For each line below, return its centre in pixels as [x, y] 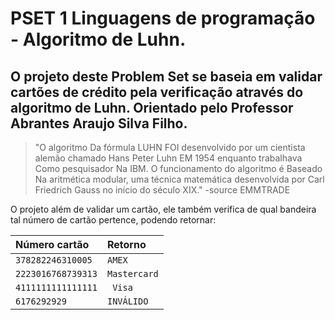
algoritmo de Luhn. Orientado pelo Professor [152, 107]
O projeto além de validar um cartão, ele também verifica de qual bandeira [163, 209]
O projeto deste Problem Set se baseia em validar [166, 76]
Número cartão [52, 244]
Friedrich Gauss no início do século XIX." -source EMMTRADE [162, 190]
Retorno [126, 244]
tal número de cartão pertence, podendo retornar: [113, 220]
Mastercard [132, 273]
